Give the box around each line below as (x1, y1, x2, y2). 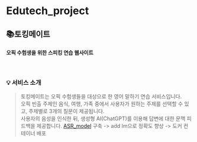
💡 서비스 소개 (6, 78, 41, 87)
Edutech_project (6, 4, 89, 18)
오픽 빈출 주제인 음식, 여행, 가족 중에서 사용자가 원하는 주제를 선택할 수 (20, 100, 183, 107)
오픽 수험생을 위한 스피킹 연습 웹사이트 (6, 49, 93, 57)
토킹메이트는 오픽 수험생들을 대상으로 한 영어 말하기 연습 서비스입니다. (20, 93, 182, 100)
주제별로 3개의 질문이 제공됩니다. (28, 108, 105, 115)
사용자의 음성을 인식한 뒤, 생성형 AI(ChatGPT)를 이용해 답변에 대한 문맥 (20, 115, 186, 122)
